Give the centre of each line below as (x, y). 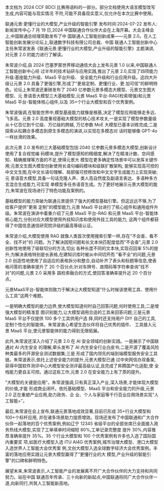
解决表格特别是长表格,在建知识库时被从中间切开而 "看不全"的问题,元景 (85, 254)
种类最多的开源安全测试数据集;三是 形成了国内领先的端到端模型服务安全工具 (82, 353)
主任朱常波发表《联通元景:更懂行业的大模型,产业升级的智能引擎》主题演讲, (80, 48)
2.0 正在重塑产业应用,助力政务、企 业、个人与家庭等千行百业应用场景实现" (80, 395)
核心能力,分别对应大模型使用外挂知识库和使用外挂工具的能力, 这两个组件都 (80, 219)
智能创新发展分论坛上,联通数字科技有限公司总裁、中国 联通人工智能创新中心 (81, 42)
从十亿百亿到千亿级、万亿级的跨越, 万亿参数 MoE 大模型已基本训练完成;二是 (81, 125)
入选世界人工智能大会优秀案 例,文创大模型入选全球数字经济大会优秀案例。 (79, 448)
